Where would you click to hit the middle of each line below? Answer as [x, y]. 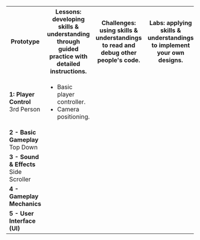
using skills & [118, 30]
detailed [68, 64]
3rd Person [25, 109]
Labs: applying [171, 23]
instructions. [69, 71]
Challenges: [119, 23]
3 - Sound [24, 157]
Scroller [20, 179]
